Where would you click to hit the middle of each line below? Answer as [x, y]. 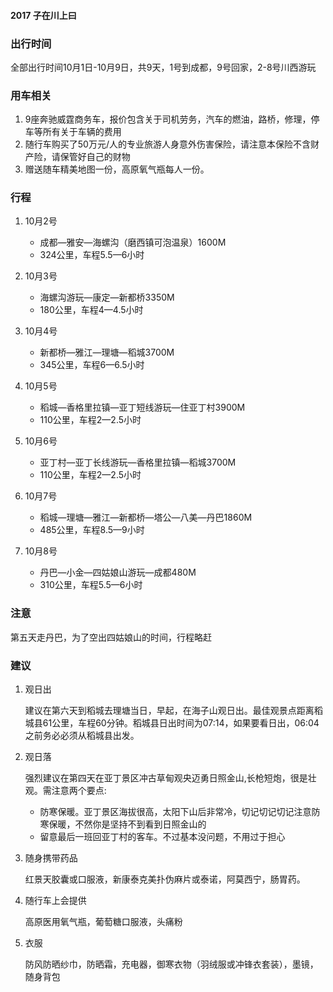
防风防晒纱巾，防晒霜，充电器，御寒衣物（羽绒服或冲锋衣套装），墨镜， [171, 964]
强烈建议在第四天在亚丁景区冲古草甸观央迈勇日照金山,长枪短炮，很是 [166, 778]
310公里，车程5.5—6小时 [91, 585]
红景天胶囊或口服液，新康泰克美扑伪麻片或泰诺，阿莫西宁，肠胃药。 [165, 879]
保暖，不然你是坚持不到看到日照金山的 [127, 824]
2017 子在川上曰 [43, 15]
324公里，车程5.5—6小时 [92, 255]
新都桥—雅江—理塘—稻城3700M [107, 352]
